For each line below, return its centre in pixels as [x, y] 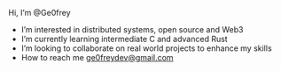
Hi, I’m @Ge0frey [40, 13]
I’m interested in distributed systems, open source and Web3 [132, 29]
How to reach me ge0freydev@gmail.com [97, 57]
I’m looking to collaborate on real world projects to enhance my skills [146, 48]
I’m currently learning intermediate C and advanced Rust [124, 39]
